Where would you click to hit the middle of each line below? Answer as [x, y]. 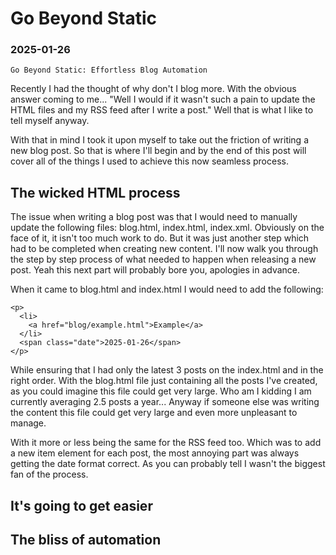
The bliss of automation [86, 540]
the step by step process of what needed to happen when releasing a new [163, 259]
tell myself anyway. [50, 121]
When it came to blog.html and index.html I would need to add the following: [167, 289]
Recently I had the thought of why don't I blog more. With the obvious [153, 89]
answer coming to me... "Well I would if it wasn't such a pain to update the [163, 99]
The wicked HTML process [95, 192]
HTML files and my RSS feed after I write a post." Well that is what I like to [162, 110]
